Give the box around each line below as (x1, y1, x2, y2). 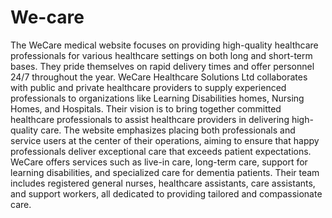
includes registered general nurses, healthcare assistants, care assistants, (10, 177, 316, 189)
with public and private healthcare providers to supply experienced (10, 81, 287, 93)
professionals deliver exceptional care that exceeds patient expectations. (10, 145, 312, 157)
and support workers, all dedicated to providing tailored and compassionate (10, 187, 323, 200)
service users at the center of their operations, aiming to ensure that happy (10, 134, 320, 146)
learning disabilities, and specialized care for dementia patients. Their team (10, 166, 320, 178)
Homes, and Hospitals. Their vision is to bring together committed (10, 102, 282, 115)
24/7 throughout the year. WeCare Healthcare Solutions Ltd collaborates (10, 71, 308, 83)
